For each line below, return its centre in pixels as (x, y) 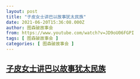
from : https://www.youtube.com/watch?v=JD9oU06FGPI (70, 33)
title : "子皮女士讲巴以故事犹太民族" (46, 17)
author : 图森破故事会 (30, 28)
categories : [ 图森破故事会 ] (40, 44)
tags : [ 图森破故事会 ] (32, 38)
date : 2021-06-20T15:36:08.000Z (45, 22)
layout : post (22, 11)
